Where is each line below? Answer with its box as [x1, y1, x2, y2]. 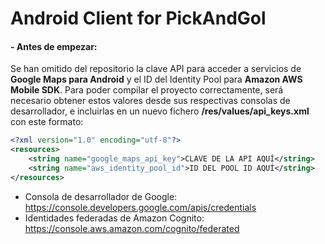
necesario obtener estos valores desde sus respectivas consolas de [10, 95, 291, 107]
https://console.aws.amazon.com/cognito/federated [24, 222, 240, 234]
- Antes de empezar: [10, 40, 98, 52]
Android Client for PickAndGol [10, 7, 267, 30]
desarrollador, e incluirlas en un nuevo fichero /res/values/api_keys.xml [10, 105, 310, 117]
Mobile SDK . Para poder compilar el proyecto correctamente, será [10, 84, 284, 96]
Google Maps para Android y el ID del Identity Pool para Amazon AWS [10, 73, 303, 86]
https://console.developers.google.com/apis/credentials [24, 201, 257, 213]
